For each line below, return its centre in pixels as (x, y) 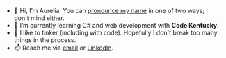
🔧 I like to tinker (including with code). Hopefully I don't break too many (115, 32)
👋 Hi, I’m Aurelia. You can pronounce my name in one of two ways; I (111, 11)
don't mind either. (39, 18)
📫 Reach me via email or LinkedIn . (63, 48)
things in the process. (45, 40)
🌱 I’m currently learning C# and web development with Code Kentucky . (116, 25)
